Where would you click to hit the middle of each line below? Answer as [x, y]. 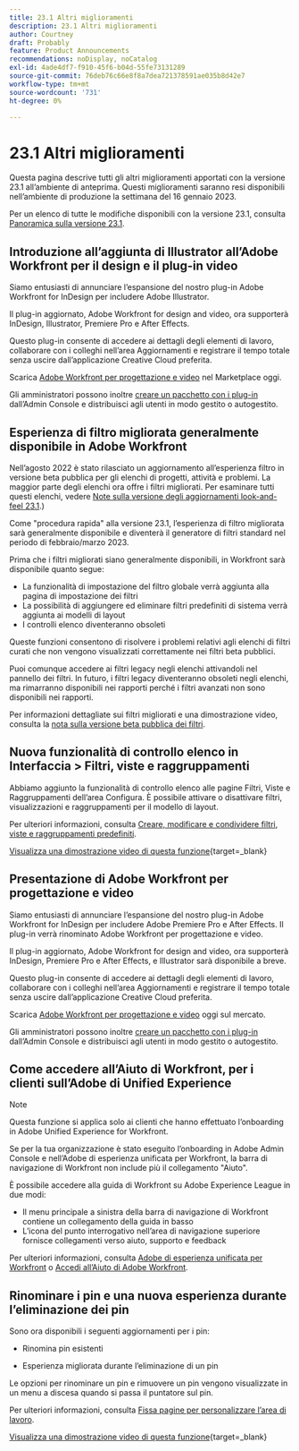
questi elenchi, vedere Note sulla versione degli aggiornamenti [124, 496]
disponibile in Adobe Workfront [98, 446]
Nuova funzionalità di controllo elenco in [124, 752]
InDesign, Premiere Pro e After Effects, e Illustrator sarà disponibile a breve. [148, 960]
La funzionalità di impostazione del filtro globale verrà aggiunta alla [145, 586]
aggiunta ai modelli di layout [74, 615]
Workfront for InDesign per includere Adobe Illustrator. [109, 297]
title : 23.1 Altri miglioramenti [71, 17]
